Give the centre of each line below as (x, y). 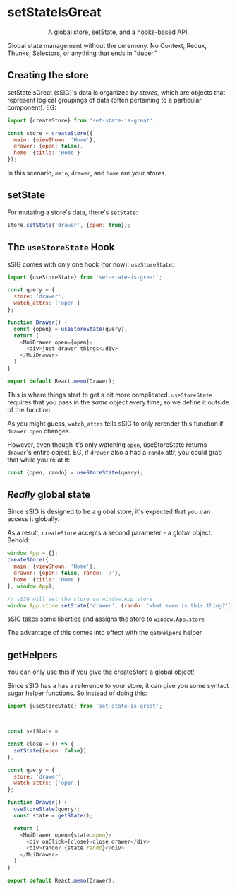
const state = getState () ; (53, 815)
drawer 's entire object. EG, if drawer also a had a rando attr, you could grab (115, 452)
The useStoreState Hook (61, 247)
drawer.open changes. (39, 431)
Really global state (49, 495)
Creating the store (48, 75)
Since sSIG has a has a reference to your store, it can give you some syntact (118, 686)
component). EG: (32, 107)
